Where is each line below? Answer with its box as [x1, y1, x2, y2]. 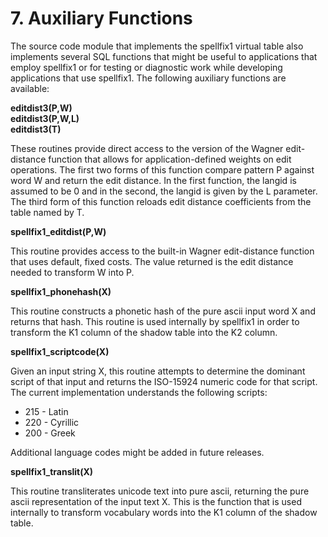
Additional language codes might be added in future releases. [10, 446, 265, 458]
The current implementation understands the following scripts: [10, 386, 268, 398]
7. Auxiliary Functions [10, 7, 193, 30]
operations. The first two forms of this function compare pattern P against [10, 163, 315, 176]
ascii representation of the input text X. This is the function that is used [10, 495, 302, 507]
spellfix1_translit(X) [10, 465, 94, 477]
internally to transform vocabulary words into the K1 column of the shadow [10, 506, 318, 518]
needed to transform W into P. [10, 266, 135, 278]
